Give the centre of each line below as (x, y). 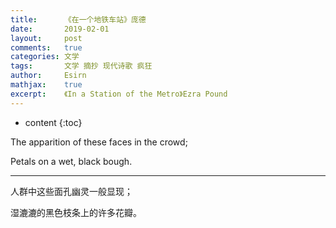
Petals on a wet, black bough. (71, 161)
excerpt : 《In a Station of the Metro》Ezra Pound (119, 94)
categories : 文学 (45, 57)
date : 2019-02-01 (60, 29)
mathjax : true (46, 85)
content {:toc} (53, 122)
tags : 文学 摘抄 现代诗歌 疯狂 (81, 66)
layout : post (46, 38)
